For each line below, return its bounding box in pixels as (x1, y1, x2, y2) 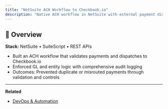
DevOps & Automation (12, 98, 58, 105)
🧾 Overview (5, 30, 42, 39)
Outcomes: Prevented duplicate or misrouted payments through (12, 69, 144, 75)
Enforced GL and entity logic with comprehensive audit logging (12, 64, 142, 70)
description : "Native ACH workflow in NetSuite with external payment (5, 12, 155, 17)
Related (5, 89, 21, 95)
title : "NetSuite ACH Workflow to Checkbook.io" (5, 7, 108, 12)
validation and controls (12, 74, 60, 80)
